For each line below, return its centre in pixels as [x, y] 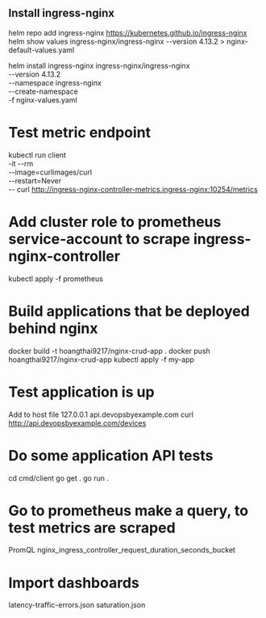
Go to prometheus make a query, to [128, 510]
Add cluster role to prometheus [115, 222]
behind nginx [53, 328]
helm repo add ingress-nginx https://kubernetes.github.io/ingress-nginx [128, 32]
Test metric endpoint [80, 132]
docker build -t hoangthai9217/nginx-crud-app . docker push [110, 351]
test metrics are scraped [92, 528]
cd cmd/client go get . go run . [58, 478]
